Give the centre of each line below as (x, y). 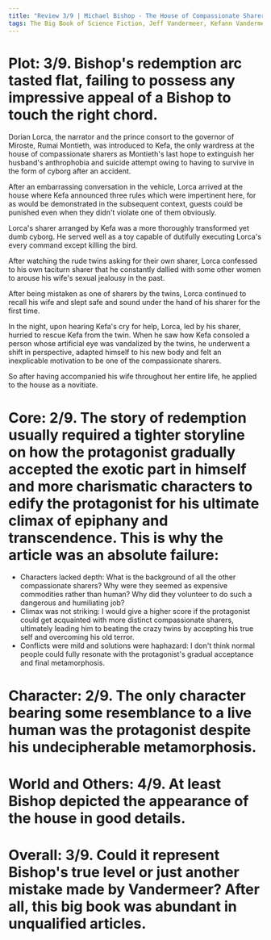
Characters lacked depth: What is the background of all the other (128, 577)
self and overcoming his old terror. (77, 637)
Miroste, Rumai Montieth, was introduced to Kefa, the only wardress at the (132, 145)
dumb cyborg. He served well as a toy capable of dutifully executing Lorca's (135, 237)
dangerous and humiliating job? (72, 603)
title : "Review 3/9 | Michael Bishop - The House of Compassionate (124, 16)
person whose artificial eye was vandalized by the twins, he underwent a (129, 344)
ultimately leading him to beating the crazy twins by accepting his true (137, 629)
